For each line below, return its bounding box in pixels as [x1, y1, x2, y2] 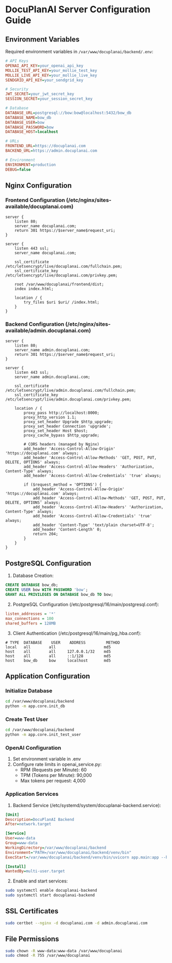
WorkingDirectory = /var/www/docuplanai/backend [5, 845, 106, 850]
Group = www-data [5, 840, 38, 846]
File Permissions [5, 935, 59, 944]
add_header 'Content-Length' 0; [32, 527, 102, 532]
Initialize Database [5, 687, 53, 694]
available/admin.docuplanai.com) [5, 327, 91, 334]
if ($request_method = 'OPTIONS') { [24, 482, 102, 488]
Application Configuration [5, 672, 91, 680]
